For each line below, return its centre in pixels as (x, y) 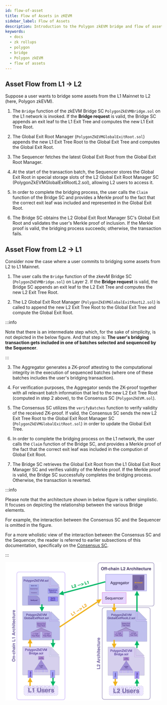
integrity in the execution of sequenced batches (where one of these (83, 372)
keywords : (15, 32)
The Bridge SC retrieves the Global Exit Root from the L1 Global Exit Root (86, 464)
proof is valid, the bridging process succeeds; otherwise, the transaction (87, 228)
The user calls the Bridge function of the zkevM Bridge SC (72, 276)
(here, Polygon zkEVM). (29, 101)
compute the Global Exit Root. (43, 313)
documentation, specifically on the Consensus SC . (57, 545)
